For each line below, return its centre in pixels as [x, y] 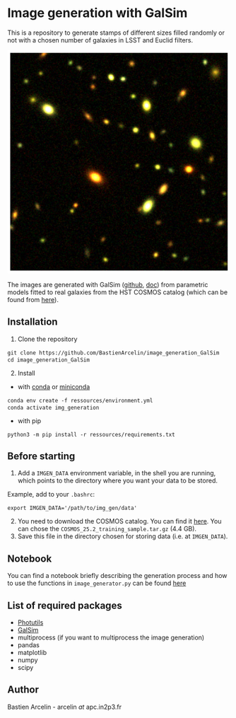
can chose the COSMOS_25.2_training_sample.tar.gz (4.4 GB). [107, 529]
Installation [33, 322]
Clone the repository [47, 339]
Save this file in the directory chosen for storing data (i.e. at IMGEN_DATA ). [123, 536]
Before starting [41, 457]
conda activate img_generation [53, 407]
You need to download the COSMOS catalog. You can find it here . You [119, 521]
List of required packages [65, 605]
